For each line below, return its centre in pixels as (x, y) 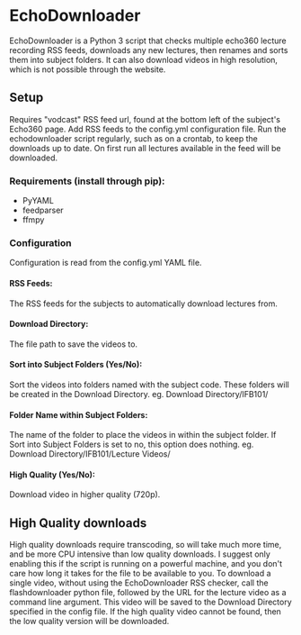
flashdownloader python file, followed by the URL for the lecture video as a (148, 593)
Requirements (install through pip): (87, 181)
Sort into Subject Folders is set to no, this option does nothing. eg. (132, 444)
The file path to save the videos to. (73, 344)
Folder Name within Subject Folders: (79, 414)
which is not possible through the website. (88, 69)
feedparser (43, 210)
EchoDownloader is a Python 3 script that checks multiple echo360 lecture (148, 41)
